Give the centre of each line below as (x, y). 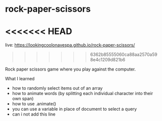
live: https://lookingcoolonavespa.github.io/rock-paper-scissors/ (70, 45)
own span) (23, 98)
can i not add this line (34, 114)
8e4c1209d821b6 (108, 60)
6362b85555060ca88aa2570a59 (124, 54)
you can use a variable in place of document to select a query (74, 109)
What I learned (20, 79)
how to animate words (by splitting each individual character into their (82, 94)
